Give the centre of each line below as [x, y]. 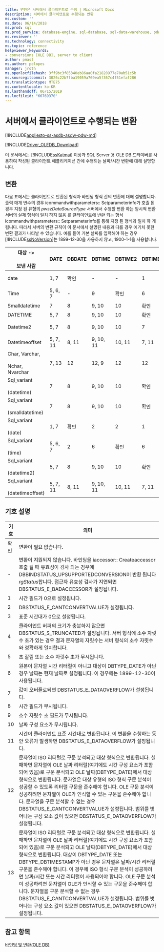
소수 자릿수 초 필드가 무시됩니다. [54, 715]
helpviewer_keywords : [27, 50]
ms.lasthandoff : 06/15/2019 [34, 91]
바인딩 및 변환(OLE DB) [27, 945]
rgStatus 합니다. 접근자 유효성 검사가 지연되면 [68, 581]
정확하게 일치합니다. [46, 647]
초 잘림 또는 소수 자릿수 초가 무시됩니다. [62, 657]
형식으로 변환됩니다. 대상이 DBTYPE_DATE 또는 [71, 854]
